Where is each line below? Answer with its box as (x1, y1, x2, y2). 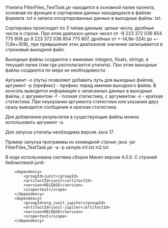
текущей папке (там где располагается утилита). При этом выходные (5, 62, 157, 68)
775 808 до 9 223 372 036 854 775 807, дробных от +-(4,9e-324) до (5, 36, 153, 42)
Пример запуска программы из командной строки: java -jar (5, 139, 136, 145)
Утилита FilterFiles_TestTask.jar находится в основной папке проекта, (5, 5, 155, 10)
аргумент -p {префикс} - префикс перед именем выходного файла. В (5, 82, 156, 88)
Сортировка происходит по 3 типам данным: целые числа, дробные (5, 25, 154, 31)
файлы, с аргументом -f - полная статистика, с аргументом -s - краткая (5, 93, 163, 99)
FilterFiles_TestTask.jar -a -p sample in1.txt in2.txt (5, 144, 109, 150)
